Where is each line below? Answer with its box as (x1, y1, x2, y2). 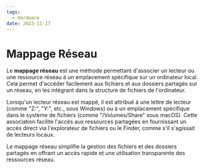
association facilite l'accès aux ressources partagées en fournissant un (6, 118, 186, 126)
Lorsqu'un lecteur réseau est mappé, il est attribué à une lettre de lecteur (6, 99, 192, 106)
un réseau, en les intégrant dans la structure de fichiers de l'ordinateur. (6, 86, 186, 94)
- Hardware (12, 15, 40, 21)
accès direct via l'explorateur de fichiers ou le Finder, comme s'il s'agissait (6, 124, 195, 132)
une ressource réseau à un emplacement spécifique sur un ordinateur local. (6, 74, 198, 81)
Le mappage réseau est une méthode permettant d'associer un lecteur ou (6, 67, 195, 74)
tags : (6, 9, 20, 15)
